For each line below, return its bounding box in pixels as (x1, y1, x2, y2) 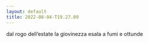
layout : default (6, 8, 47, 15)
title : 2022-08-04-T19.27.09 (6, 14, 79, 20)
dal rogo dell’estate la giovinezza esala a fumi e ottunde (6, 30, 144, 37)
